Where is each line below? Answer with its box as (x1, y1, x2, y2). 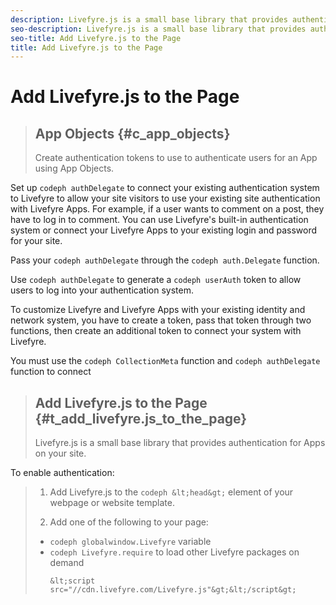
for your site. (10, 235, 63, 247)
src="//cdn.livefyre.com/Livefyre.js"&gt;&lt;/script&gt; (49, 585, 297, 595)
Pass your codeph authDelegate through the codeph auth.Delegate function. (10, 254, 320, 266)
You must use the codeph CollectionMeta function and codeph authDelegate (10, 355, 321, 367)
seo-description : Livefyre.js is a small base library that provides (10, 24, 307, 34)
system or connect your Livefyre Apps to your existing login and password (10, 224, 317, 236)
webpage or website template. (49, 497, 175, 509)
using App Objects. (34, 162, 115, 175)
